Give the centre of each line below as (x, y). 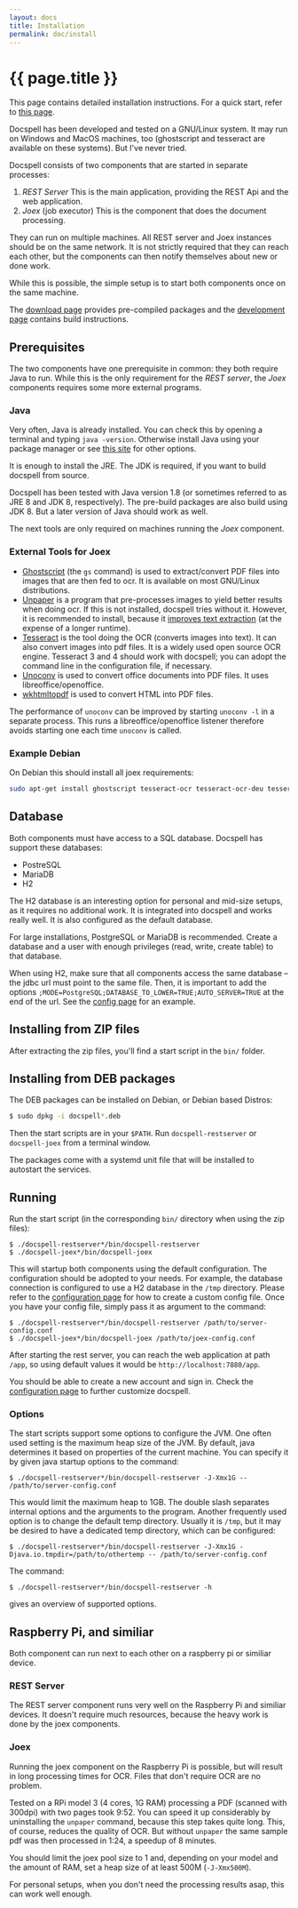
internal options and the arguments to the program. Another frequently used (148, 1511)
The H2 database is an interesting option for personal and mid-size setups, (146, 901)
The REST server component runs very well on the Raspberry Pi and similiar (148, 1705)
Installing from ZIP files (74, 1029)
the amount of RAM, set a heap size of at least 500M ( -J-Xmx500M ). (130, 1867)
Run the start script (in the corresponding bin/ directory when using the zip (147, 1219)
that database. (35, 956)
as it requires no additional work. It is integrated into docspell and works (141, 910)
